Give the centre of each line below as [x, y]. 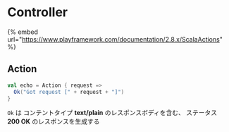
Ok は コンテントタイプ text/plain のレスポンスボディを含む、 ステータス [112, 113]
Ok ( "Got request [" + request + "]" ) [69, 92]
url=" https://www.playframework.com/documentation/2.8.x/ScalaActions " [115, 39]
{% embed [23, 32]
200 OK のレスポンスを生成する [54, 121]
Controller [38, 12]
